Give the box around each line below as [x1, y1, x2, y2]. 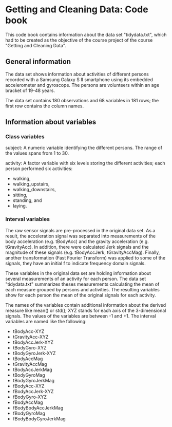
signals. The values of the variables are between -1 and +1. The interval [5, 312, 156, 319]
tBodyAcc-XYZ [12, 328, 45, 335]
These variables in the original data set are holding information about [5, 270, 151, 276]
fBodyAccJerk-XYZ [12, 388, 54, 394]
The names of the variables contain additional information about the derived [5, 302, 166, 308]
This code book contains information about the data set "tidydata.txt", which [5, 31, 167, 38]
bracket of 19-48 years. [5, 87, 55, 94]
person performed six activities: [5, 165, 73, 172]
